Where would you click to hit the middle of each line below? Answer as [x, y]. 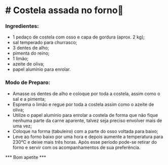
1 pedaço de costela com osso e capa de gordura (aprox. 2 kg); [79, 37]
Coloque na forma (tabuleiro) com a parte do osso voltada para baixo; [85, 131]
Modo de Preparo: [28, 82]
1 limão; [20, 59]
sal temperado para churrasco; [45, 43]
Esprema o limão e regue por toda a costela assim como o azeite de [83, 104]
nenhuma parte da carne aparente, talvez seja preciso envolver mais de [87, 120]
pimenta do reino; [31, 53]
